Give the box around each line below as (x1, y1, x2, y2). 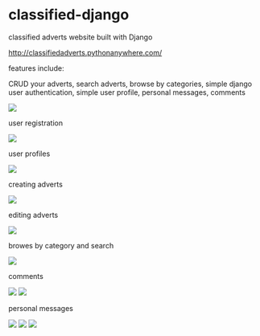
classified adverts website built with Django (8, 32, 153, 42)
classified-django (8, 6, 130, 24)
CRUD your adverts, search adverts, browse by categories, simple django (8, 79, 252, 88)
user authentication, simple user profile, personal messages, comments (8, 87, 246, 97)
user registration (8, 118, 63, 128)
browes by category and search (8, 240, 114, 250)
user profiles (8, 149, 51, 158)
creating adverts (8, 179, 63, 189)
